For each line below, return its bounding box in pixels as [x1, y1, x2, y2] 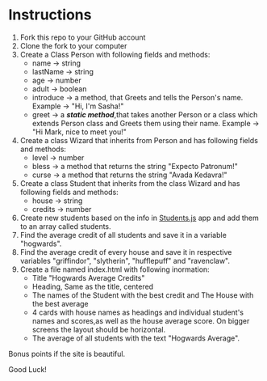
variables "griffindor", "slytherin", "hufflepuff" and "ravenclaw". [19, 256, 231, 265]
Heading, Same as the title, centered [31, 282, 154, 291]
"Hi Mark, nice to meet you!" [31, 127, 127, 137]
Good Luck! [8, 364, 47, 374]
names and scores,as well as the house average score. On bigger [31, 315, 250, 325]
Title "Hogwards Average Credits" [31, 273, 145, 282]
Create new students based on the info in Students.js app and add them [19, 213, 260, 222]
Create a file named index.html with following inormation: [19, 265, 210, 274]
